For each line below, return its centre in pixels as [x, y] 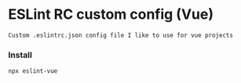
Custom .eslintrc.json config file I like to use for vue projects [121, 35]
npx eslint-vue [33, 71]
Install [20, 55]
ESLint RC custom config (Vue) [111, 14]
